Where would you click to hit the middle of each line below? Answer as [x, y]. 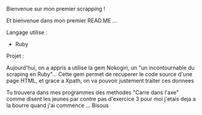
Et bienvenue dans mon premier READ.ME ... [62, 20]
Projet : [15, 56]
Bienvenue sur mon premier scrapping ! [56, 9]
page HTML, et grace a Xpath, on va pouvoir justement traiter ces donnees [100, 81]
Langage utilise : [27, 32]
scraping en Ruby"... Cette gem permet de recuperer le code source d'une [99, 74]
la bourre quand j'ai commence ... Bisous [57, 105]
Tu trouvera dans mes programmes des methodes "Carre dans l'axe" [93, 92]
